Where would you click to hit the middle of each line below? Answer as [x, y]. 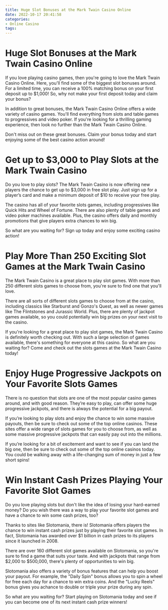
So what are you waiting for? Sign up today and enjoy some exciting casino [83, 230]
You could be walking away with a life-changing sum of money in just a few [83, 454]
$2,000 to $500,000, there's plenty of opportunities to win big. [70, 561]
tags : [11, 29]
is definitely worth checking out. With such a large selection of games [77, 337]
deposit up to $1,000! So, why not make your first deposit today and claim [81, 94]
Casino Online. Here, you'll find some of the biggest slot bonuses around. [81, 83]
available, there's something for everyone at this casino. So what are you [80, 342]
